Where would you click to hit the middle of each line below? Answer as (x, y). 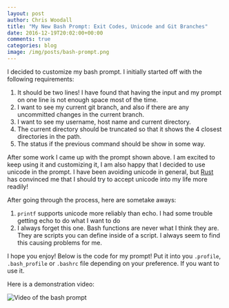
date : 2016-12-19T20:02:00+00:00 (55, 33)
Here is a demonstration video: (51, 284)
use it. (16, 271)
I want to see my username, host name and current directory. (104, 122)
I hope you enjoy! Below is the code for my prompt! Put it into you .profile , (114, 256)
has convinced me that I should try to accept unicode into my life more (108, 179)
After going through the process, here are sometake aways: (92, 200)
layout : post (26, 13)
